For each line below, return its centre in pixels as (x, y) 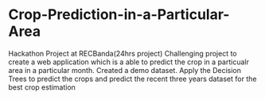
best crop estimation (42, 87)
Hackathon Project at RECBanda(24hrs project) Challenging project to (123, 53)
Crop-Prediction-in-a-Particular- (119, 15)
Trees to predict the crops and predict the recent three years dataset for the (132, 79)
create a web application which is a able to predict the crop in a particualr (129, 62)
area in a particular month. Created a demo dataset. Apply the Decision (125, 70)
